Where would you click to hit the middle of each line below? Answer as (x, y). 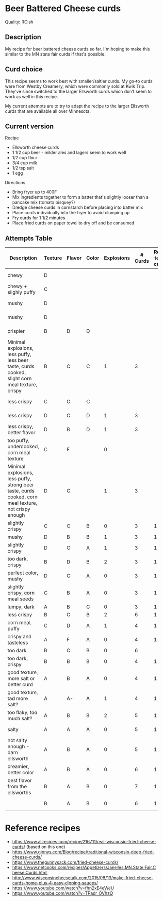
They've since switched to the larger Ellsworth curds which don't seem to (78, 91)
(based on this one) (46, 847)
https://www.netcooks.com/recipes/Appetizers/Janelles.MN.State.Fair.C (84, 867)
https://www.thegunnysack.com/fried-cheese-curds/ (65, 862)
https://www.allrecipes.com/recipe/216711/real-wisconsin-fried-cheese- (84, 842)
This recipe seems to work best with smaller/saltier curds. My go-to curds (79, 81)
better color (21, 773)
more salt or (21, 679)
